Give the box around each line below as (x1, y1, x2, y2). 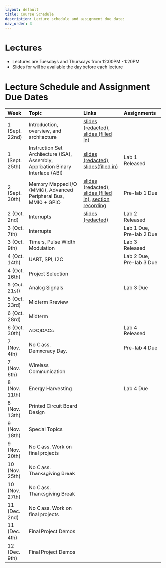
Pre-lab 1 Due (124, 190, 158, 197)
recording (83, 202, 106, 209)
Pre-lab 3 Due (124, 259, 158, 266)
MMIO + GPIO (29, 199, 61, 206)
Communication (29, 368, 66, 375)
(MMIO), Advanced (29, 187, 73, 193)
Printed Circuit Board (29, 403, 78, 410)
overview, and (29, 127, 62, 134)
